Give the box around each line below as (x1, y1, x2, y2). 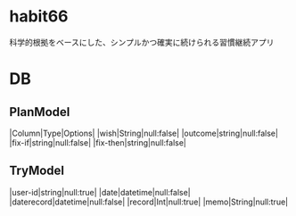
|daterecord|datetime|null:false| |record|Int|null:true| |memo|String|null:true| (9, 196, 288, 207)
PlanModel (9, 104, 70, 120)
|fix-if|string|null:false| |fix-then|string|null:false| (9, 137, 187, 148)
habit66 (9, 6, 69, 27)
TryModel (9, 163, 65, 179)
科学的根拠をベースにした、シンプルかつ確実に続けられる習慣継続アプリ (9, 37, 275, 47)
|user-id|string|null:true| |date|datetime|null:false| (9, 187, 192, 197)
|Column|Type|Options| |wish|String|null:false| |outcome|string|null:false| (9, 128, 279, 138)
